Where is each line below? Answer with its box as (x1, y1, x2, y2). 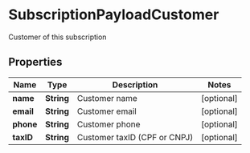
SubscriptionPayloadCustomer (8, 6, 219, 24)
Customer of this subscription (8, 32, 107, 42)
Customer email (76, 106, 137, 117)
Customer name (76, 92, 138, 103)
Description (112, 79, 158, 90)
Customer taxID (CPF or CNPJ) (76, 131, 194, 143)
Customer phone (76, 119, 141, 130)
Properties (8, 55, 63, 69)
